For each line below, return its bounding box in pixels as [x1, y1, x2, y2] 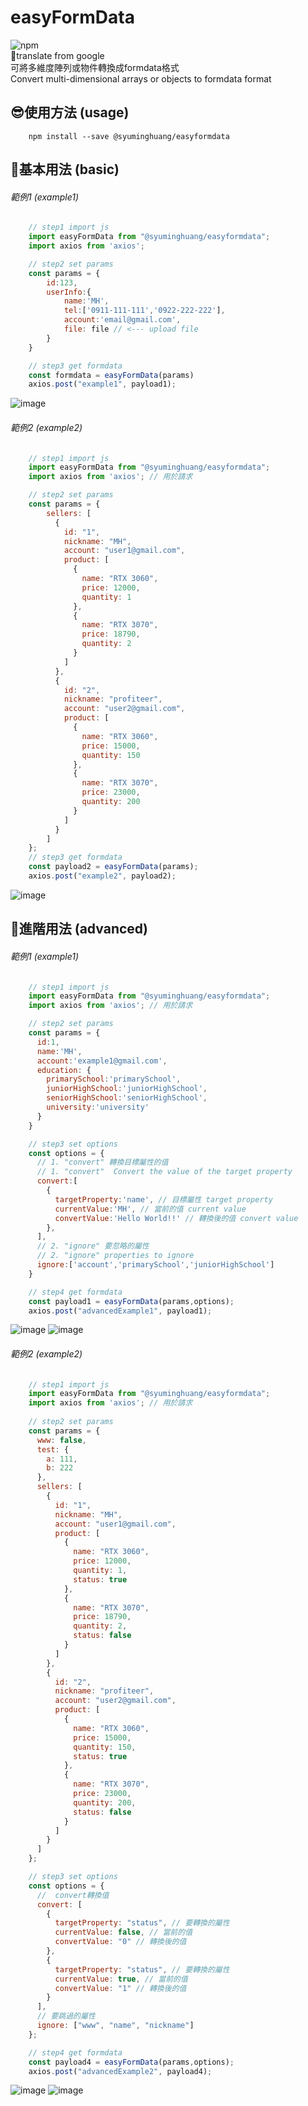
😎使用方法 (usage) [10, 104, 130, 121]
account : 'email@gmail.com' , [63, 315, 182, 325]
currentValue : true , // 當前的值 [54, 1974, 188, 1984]
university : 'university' [46, 1102, 150, 1113]
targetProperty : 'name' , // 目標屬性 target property [54, 1194, 273, 1205]
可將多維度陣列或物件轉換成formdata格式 [10, 61, 180, 73]
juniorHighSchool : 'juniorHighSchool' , [46, 1084, 208, 1094]
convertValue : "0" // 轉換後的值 [54, 1937, 187, 1947]
